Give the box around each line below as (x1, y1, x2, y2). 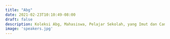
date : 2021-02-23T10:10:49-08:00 (5, 12, 76, 17)
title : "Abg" (5, 7, 33, 13)
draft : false (5, 17, 33, 22)
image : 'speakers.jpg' (5, 26, 53, 31)
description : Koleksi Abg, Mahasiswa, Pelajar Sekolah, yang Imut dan (5, 21, 157, 27)
